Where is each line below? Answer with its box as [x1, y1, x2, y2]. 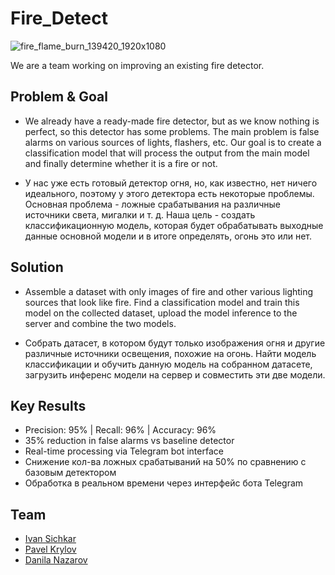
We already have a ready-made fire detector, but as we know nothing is [24, 115, 320, 127]
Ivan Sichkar [24, 533, 77, 545]
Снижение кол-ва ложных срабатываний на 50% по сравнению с [24, 456, 307, 468]
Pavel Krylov [24, 543, 77, 556]
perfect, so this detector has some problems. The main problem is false [24, 125, 320, 137]
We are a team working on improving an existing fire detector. [10, 59, 265, 71]
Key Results [10, 397, 87, 414]
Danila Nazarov [24, 554, 88, 566]
